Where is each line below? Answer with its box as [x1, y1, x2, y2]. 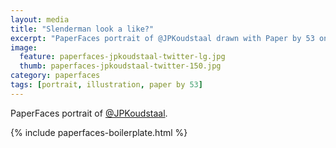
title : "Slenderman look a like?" [10, 24, 155, 34]
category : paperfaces [10, 71, 101, 81]
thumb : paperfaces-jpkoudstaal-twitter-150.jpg [19, 61, 222, 71]
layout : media [10, 14, 70, 25]
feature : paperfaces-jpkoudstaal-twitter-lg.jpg [19, 52, 226, 62]
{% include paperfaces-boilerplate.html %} [10, 126, 188, 138]
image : [10, 42, 38, 53]
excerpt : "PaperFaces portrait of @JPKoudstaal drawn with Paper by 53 [10, 33, 315, 43]
